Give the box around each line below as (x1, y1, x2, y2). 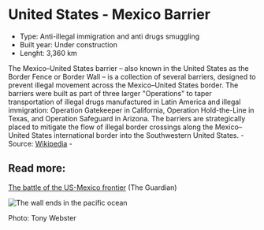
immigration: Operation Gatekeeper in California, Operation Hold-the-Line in (8, 105, 255, 115)
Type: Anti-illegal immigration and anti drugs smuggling (19, 32, 200, 41)
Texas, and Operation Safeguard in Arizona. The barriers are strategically (8, 113, 246, 123)
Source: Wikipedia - (8, 139, 73, 148)
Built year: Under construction (19, 39, 118, 49)
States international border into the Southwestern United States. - (31, 130, 244, 139)
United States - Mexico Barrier (8, 6, 211, 24)
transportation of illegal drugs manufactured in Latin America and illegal (8, 97, 241, 106)
